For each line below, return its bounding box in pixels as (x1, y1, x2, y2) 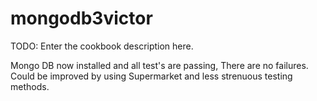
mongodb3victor (10, 7, 153, 30)
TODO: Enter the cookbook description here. (10, 40, 194, 52)
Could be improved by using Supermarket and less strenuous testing (10, 70, 293, 82)
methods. (10, 80, 50, 92)
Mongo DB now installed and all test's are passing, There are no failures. (10, 59, 309, 71)
